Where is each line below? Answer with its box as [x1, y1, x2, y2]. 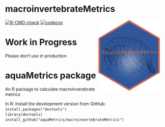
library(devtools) [5, 112, 43, 117]
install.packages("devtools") [5, 106, 67, 112]
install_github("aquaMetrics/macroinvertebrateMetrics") [5, 117, 124, 122]
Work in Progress [5, 37, 77, 48]
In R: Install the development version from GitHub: [5, 101, 106, 106]
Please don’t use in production [5, 53, 67, 59]
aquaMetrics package [5, 70, 97, 81]
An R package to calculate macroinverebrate [5, 86, 95, 92]
